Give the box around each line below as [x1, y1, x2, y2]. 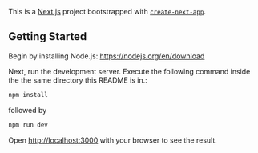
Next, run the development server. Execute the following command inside [8, 66, 251, 76]
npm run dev [8, 120, 48, 129]
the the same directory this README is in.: [8, 75, 148, 85]
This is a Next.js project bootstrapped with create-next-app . [8, 7, 207, 16]
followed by [8, 105, 47, 115]
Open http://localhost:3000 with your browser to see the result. [8, 135, 218, 145]
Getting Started [8, 30, 87, 43]
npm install [8, 91, 48, 99]
